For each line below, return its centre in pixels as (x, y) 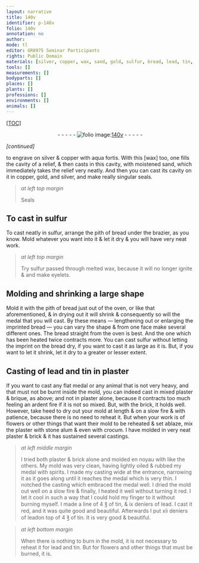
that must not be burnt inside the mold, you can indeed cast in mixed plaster (100, 392)
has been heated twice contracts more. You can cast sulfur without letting (97, 340)
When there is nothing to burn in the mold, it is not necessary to (99, 541)
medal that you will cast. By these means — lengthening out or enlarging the (100, 321)
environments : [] (28, 100)
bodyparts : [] (24, 78)
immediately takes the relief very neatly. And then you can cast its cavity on (99, 170)
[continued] (20, 146)
